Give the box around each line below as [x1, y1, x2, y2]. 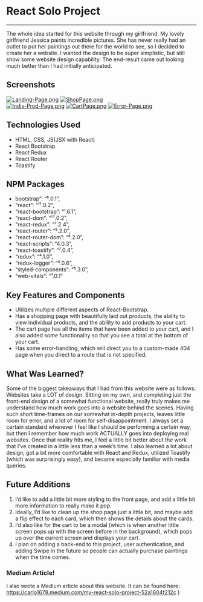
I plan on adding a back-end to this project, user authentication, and [14, 540, 184, 547]
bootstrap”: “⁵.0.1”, [14, 195, 60, 202]
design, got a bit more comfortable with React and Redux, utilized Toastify [6, 449, 190, 456]
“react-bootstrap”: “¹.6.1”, [14, 208, 77, 216]
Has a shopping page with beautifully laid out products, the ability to [14, 313, 185, 320]
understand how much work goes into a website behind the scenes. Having [6, 404, 195, 411]
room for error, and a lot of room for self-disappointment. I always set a [6, 417, 184, 424]
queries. [6, 462, 27, 469]
